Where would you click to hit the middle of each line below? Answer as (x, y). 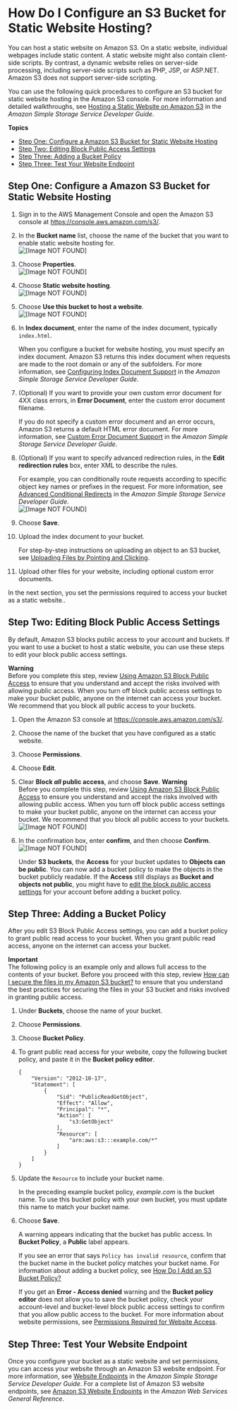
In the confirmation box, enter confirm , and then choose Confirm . (114, 840)
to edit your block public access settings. (68, 654)
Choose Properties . (47, 264)
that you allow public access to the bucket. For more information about (121, 1315)
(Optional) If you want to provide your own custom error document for (120, 392)
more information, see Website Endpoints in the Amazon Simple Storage (113, 1376)
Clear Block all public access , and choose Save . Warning (103, 781)
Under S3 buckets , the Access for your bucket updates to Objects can (122, 861)
